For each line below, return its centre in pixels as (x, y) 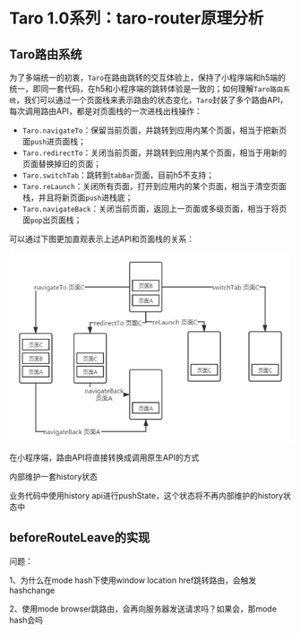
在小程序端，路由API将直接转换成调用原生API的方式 (104, 457)
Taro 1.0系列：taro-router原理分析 (137, 18)
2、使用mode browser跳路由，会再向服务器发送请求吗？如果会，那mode (143, 608)
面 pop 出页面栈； (52, 220)
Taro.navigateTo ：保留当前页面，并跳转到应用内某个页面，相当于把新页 (154, 130)
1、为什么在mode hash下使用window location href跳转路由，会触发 (133, 580)
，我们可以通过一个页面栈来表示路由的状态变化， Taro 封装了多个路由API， (152, 100)
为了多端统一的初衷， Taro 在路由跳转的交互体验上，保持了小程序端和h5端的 (148, 78)
